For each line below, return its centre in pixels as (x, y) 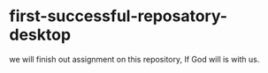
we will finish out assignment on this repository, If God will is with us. (134, 59)
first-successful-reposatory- (119, 16)
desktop (40, 35)
